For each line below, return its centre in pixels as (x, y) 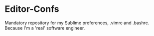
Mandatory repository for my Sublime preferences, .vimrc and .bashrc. (77, 23)
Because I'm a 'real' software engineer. (45, 28)
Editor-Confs (32, 9)
